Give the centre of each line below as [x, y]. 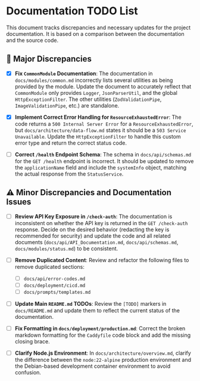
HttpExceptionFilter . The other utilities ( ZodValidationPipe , [88, 99]
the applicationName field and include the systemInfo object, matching [101, 167]
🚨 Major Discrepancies [49, 59]
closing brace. [32, 342]
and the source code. [32, 40]
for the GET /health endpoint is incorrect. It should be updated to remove [104, 161]
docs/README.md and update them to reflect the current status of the [97, 311]
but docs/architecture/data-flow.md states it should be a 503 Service [100, 130]
